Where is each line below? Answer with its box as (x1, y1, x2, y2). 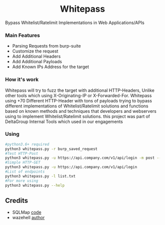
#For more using (5, 178, 38, 183)
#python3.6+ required (5, 142, 50, 147)
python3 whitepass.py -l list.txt (5, 174, 76, 178)
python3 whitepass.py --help (5, 183, 65, 188)
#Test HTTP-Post (5, 151, 38, 156)
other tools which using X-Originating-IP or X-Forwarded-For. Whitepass (5, 92, 152, 99)
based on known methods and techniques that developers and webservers (5, 108, 157, 114)
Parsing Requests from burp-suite (12, 43, 81, 49)
